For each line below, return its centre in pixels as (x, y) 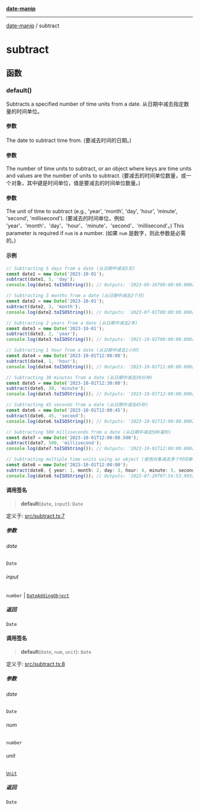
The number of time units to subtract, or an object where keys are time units (99, 169)
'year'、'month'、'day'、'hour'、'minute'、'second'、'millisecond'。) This (95, 226)
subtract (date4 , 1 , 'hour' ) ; (42, 361)
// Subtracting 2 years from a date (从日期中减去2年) (72, 323)
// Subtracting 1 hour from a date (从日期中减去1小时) (73, 350)
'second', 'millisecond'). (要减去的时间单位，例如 (65, 219)
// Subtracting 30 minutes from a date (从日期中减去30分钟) (79, 377)
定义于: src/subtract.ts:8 (36, 664)
